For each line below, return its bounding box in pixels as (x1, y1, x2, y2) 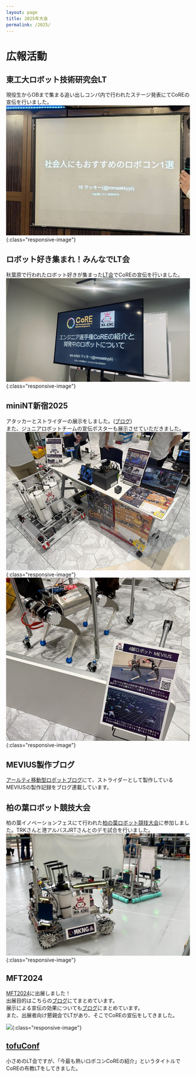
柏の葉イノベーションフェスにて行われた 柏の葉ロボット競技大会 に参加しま (6, 819, 185, 826)
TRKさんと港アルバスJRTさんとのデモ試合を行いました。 (16, 826, 153, 834)
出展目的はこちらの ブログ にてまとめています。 (6, 997, 118, 1004)
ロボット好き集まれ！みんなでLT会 (6, 255, 130, 265)
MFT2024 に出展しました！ (6, 990, 71, 997)
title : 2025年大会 (6, 15, 48, 22)
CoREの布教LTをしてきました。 (6, 1065, 81, 1072)
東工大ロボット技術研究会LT (6, 74, 107, 84)
